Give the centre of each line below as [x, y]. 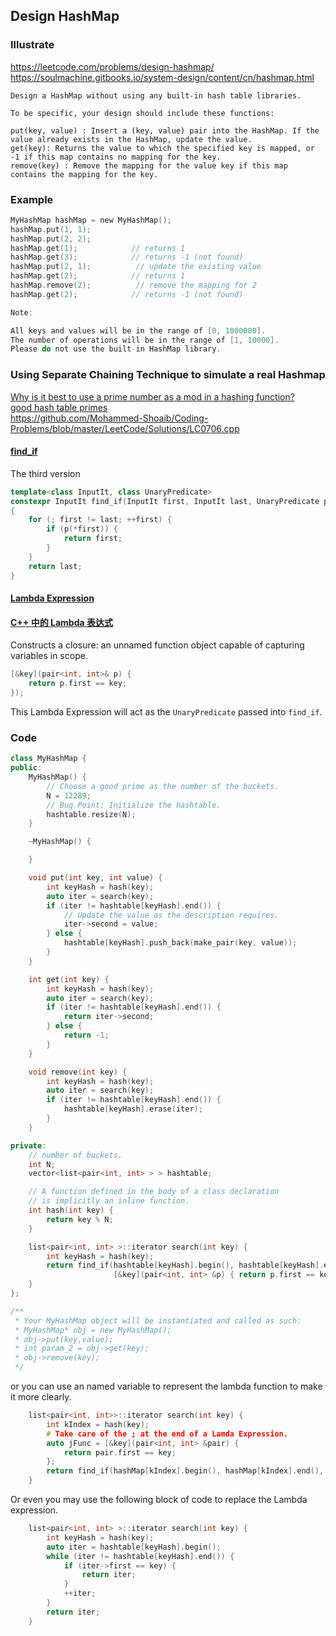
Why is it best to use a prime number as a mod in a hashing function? [152, 396]
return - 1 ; [86, 1035]
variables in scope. [49, 656]
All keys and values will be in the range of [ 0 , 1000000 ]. [138, 330]
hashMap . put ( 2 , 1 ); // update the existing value [136, 267]
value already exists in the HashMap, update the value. [131, 139]
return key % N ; [80, 1219]
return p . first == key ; [78, 684]
